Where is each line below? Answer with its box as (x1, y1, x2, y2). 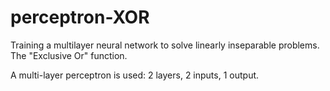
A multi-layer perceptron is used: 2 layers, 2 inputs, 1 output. (10, 69, 260, 81)
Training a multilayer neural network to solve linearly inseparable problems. (10, 39, 320, 51)
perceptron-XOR (10, 6, 150, 29)
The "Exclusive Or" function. (10, 49, 128, 61)
